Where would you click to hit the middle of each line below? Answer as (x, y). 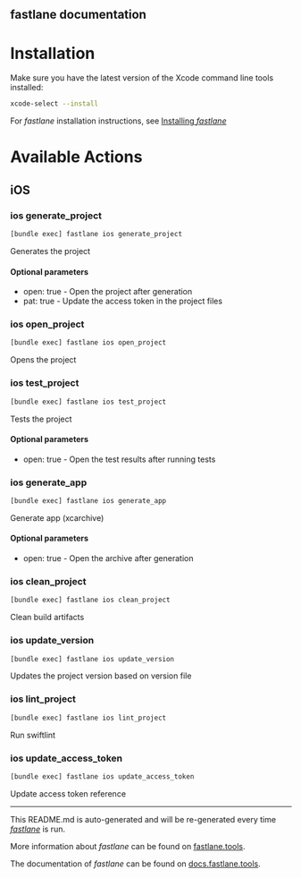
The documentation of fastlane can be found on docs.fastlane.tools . (136, 864)
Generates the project (50, 251)
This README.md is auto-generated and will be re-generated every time (143, 819)
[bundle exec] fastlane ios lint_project (88, 718)
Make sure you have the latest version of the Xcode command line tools (142, 78)
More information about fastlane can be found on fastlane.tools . (128, 846)
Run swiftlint (33, 735)
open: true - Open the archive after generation (108, 558)
